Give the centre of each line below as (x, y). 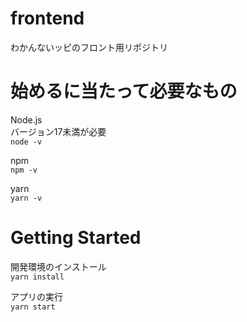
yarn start (33, 307)
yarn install (37, 277)
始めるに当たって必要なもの (124, 91)
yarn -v (26, 198)
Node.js (26, 119)
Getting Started (76, 238)
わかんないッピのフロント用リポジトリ (89, 47)
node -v (26, 142)
